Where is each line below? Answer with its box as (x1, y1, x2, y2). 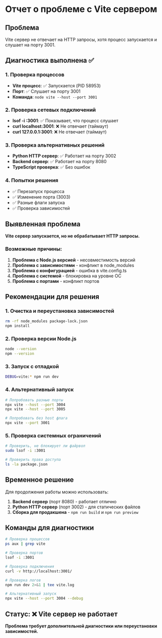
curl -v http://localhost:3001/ (5, 569, 72, 574)
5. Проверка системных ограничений (5, 432, 101, 439)
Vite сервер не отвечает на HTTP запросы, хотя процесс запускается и (5, 36, 158, 42)
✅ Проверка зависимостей (12, 205, 71, 211)
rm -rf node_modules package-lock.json (5, 319, 88, 324)
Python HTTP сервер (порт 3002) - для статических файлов (12, 504, 141, 510)
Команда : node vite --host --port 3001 (12, 94, 97, 100)
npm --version (5, 351, 35, 356)
